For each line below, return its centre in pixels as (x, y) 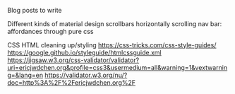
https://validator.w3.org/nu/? (86, 75)
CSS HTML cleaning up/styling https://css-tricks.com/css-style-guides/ (112, 45)
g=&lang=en (25, 75)
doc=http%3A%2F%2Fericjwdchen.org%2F (72, 83)
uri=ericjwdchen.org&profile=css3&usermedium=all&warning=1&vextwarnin (117, 67)
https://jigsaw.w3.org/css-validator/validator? (73, 60)
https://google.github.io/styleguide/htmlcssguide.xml (84, 53)
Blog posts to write (35, 10)
